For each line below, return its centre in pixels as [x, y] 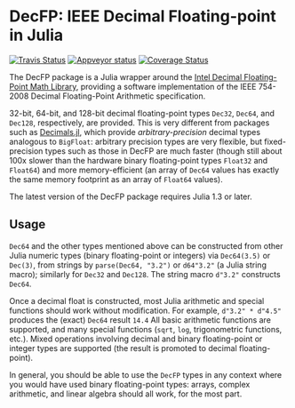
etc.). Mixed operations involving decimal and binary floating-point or [136, 339]
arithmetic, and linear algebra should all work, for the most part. [126, 394]
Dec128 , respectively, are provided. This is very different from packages [140, 123]
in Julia [36, 35]
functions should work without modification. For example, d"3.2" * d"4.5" [145, 310]
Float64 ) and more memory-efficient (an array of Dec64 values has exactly [144, 170]
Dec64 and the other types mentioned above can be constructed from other [146, 245]
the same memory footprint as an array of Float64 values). [116, 179]
